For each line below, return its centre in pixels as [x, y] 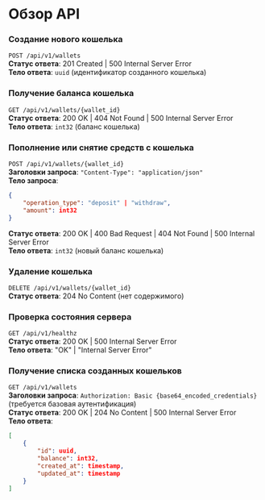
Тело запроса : [33, 181]
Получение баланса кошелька [71, 94]
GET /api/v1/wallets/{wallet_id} [64, 110]
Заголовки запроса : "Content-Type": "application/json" [106, 172]
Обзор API [44, 14]
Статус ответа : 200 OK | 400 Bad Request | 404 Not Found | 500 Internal [132, 233]
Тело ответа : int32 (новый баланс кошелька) [86, 250]
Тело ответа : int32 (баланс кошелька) [75, 127]
